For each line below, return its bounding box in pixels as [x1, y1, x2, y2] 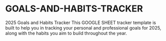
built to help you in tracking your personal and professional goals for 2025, [5, 24, 161, 30]
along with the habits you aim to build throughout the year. [5, 30, 127, 36]
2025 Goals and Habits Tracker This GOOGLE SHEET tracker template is [5, 19, 156, 25]
